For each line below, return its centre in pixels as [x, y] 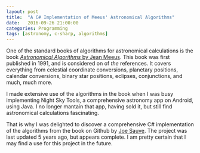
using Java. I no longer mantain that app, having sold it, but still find [89, 107]
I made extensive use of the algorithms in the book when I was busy [90, 94]
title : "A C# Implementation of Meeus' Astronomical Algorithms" [90, 17]
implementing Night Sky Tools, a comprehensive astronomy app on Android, [100, 100]
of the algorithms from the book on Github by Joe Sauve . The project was [97, 131]
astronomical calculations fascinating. [53, 113]
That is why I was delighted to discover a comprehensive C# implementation [100, 124]
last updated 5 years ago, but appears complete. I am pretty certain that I [96, 137]
